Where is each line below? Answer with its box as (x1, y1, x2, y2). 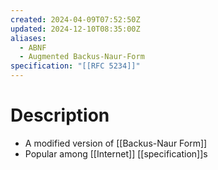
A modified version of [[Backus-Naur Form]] (24, 137, 208, 149)
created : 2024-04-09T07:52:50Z (10, 14, 141, 25)
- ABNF (19, 42, 47, 53)
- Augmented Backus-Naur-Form (19, 52, 145, 62)
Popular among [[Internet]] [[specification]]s (24, 147, 208, 160)
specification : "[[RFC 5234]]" (10, 61, 141, 71)
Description (10, 104, 110, 127)
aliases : (10, 33, 47, 43)
